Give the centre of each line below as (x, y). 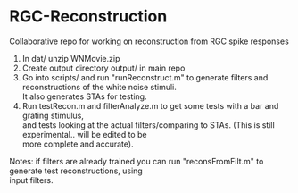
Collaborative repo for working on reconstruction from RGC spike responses (149, 41)
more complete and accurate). (78, 144)
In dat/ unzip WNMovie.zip (71, 58)
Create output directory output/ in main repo (103, 68)
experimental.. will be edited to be (84, 134)
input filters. (31, 180)
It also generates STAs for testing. (84, 96)
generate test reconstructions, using (76, 171)
